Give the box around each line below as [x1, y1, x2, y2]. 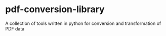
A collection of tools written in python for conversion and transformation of [5, 20, 161, 26]
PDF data [5, 25, 25, 31]
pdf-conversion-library [5, 4, 105, 15]
